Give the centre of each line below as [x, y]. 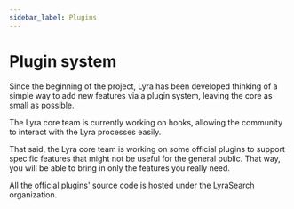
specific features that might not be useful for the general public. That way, [145, 158]
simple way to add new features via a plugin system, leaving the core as [141, 95]
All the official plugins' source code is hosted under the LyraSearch [132, 185]
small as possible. [42, 105]
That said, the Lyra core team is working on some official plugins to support [147, 149]
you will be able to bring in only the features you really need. [120, 168]
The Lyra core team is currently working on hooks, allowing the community [146, 122]
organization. [33, 194]
